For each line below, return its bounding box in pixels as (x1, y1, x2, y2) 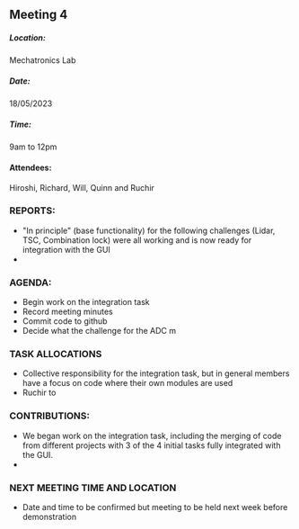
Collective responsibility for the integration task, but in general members (22, 368, 290, 379)
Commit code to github (22, 316, 108, 327)
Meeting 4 (9, 7, 68, 22)
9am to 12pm (9, 141, 57, 152)
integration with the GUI (22, 244, 110, 255)
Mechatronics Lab (9, 55, 76, 66)
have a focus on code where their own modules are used (22, 378, 233, 389)
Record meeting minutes (22, 306, 114, 318)
